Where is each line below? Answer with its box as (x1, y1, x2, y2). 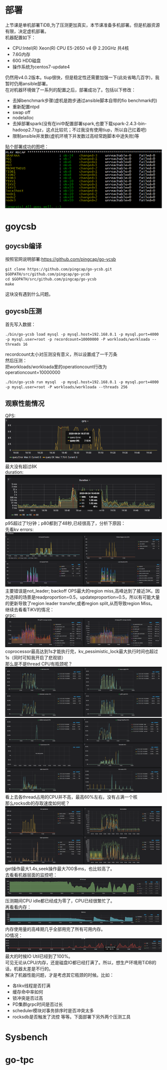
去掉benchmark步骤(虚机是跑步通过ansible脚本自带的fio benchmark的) (12, 97, 158, 103)
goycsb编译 (5, 242, 42, 250)
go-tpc (5, 1054, 34, 1066)
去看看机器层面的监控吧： (5, 872, 58, 878)
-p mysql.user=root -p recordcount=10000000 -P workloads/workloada (5, 337, 150, 342)
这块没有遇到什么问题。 (5, 291, 53, 297)
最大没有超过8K (5, 463, 37, 469)
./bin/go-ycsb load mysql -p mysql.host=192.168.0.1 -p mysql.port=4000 (5, 332, 159, 337)
